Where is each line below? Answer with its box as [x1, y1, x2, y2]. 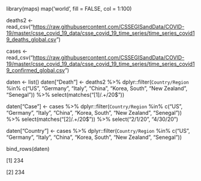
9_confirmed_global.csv [6, 67, 65, 74]
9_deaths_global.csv [6, 36, 57, 43]
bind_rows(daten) [6, 146, 50, 152]
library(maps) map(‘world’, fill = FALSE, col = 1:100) [6, 5, 132, 12]
